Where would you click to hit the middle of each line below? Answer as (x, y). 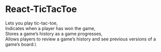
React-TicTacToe (41, 9)
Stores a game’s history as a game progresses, (54, 33)
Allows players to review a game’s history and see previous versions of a (81, 39)
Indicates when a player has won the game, (50, 28)
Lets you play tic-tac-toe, (32, 23)
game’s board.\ (21, 44)
